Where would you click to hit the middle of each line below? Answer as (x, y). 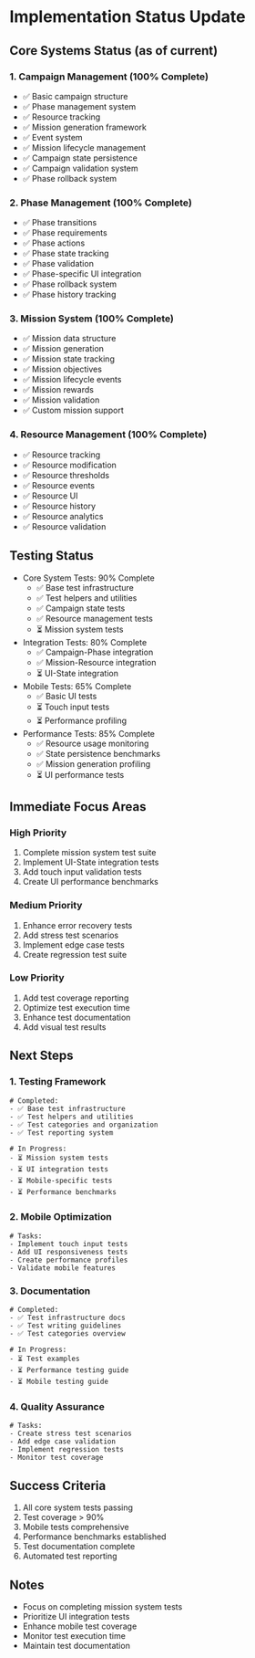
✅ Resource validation (64, 526)
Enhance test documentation (76, 1017)
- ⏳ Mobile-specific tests (61, 1181)
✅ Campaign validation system (80, 168)
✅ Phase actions (54, 243)
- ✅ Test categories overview (67, 1334)
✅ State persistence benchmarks (98, 753)
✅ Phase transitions (60, 223)
